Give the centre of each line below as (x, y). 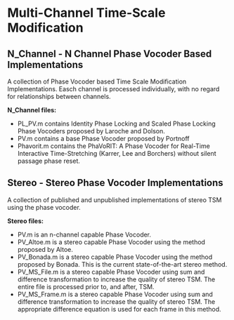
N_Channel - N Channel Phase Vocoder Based (110, 54)
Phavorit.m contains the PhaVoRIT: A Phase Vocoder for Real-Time (114, 146)
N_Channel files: (32, 110)
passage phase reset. (49, 161)
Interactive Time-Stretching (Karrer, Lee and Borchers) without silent (117, 153)
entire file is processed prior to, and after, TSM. (86, 286)
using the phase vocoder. (44, 207)
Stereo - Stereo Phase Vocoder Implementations (115, 183)
